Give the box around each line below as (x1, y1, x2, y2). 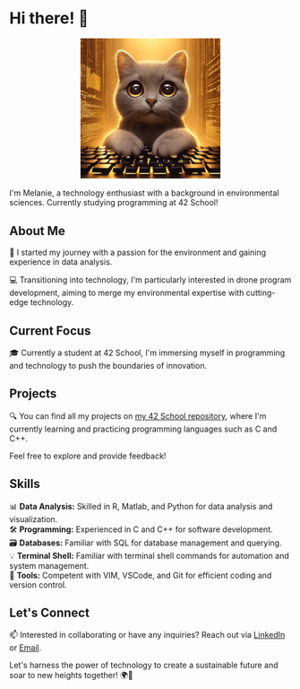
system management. (9, 560, 90, 571)
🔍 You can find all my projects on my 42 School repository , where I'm (9, 410, 267, 421)
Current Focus (9, 323, 91, 338)
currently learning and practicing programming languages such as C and (9, 423, 278, 434)
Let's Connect (9, 606, 90, 621)
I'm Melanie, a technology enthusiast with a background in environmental (9, 188, 279, 198)
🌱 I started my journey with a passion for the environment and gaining (9, 247, 267, 258)
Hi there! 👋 (9, 8, 90, 29)
